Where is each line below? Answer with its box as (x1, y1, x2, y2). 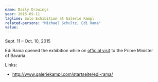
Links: (5, 62, 17, 68)
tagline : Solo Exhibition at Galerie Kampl (5, 16, 95, 21)
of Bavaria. (5, 53, 27, 58)
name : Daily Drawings (5, 7, 49, 12)
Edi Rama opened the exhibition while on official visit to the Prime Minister (5, 48, 153, 54)
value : (5, 25, 18, 30)
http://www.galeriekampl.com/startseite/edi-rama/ (12, 71, 113, 77)
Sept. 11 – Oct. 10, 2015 (5, 38, 51, 44)
